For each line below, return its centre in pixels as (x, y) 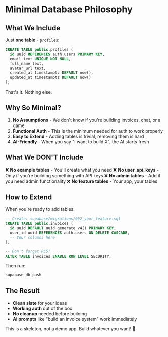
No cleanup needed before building (50, 314)
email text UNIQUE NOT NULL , (40, 59)
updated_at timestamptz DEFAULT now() (51, 78)
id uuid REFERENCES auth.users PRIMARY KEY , (57, 54)
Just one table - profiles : (32, 40)
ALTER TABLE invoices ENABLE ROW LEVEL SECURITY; (59, 256)
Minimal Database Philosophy (69, 9)
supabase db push (23, 275)
